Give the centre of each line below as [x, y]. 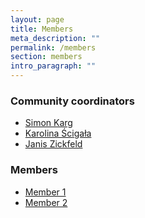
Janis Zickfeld [53, 144]
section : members [46, 57]
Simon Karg [48, 123]
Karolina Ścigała [58, 133]
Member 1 [45, 192]
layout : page [37, 19]
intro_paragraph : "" [53, 66]
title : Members [42, 29]
